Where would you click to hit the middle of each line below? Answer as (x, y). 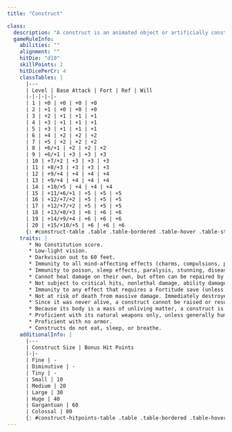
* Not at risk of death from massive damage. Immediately (114, 296)
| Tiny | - (41, 373)
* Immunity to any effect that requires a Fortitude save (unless (126, 290)
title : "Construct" (35, 13)
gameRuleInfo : (33, 39)
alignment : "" (40, 52)
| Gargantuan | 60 (52, 405)
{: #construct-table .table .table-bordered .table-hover (110, 232)
